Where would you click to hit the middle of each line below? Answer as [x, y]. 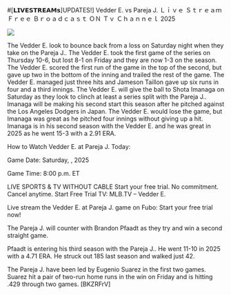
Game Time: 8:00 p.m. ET [44, 173]
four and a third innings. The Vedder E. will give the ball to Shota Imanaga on [116, 89]
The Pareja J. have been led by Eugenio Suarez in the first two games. [107, 269]
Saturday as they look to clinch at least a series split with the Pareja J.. [107, 96]
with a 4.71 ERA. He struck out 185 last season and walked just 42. [101, 256]
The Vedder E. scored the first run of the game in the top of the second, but [114, 67]
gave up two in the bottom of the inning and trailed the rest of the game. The [116, 75]
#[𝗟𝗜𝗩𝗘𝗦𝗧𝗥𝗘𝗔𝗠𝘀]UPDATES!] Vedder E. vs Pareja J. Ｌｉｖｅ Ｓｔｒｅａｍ [114, 10]
